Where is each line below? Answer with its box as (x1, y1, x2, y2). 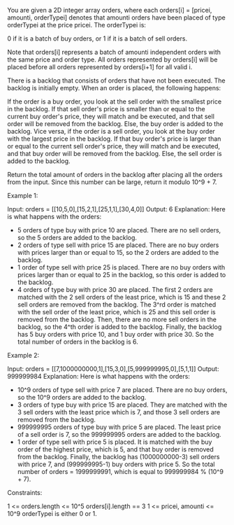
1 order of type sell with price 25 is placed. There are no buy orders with (17, 263, 226, 272)
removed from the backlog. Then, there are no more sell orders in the (17, 315, 217, 323)
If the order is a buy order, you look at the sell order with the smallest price (7, 97, 222, 106)
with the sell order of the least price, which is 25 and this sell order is (17, 308, 216, 316)
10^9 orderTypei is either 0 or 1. (7, 510, 98, 517)
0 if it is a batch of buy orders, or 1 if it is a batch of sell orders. (7, 34, 187, 43)
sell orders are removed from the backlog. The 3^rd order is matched (17, 300, 217, 309)
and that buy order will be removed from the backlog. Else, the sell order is (7, 150, 222, 157)
